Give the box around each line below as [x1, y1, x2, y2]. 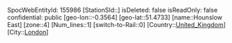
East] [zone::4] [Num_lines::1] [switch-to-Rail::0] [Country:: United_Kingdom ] [7, 21, 226, 28]
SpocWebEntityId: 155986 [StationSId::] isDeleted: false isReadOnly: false [7, 6, 218, 14]
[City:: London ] [7, 28, 49, 36]
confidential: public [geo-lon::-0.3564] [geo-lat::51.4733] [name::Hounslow [7, 13, 223, 21]
